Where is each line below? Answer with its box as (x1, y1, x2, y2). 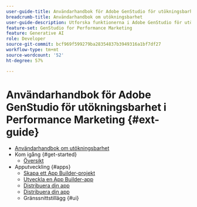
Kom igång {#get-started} (14, 151, 77, 158)
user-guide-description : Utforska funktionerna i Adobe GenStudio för (6, 19, 182, 25)
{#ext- (127, 113, 159, 126)
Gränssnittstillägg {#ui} (23, 195, 79, 202)
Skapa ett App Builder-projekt (23, 169, 96, 177)
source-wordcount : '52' (6, 52, 64, 58)
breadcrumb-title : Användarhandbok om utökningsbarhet (6, 14, 143, 20)
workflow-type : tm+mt (6, 47, 59, 53)
